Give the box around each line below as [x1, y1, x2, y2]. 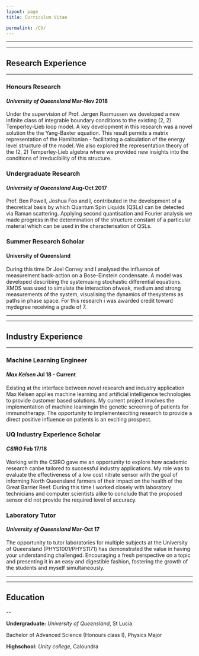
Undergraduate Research [6, 170, 81, 178]
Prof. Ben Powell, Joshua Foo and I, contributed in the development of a [6, 197, 182, 205]
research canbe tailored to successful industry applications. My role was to [6, 464, 190, 472]
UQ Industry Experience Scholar [6, 430, 101, 439]
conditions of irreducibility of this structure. [6, 155, 112, 162]
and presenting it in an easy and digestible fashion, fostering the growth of [6, 557, 188, 565]
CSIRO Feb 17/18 [6, 445, 47, 452]
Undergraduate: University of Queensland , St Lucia [6, 620, 133, 627]
